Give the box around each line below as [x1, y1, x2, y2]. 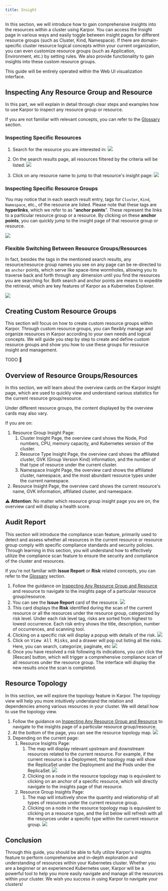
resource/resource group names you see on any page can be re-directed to [5, 262, 161, 268]
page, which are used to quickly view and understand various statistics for [5, 390, 159, 396]
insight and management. [5, 347, 58, 353]
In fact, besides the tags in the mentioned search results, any [5, 257, 131, 263]
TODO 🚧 [5, 357, 23, 363]
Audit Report [5, 518, 46, 527]
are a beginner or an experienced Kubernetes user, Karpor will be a [5, 865, 144, 871]
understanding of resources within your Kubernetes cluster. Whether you [5, 860, 156, 866]
